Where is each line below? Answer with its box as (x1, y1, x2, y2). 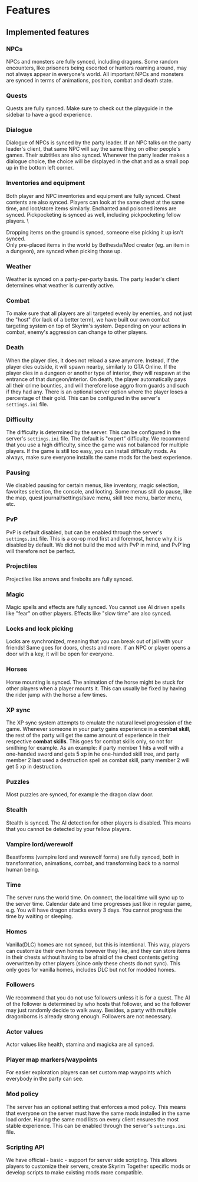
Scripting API (6, 1143, 45, 1151)
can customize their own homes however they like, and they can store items (6, 947, 190, 954)
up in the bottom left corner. (6, 164, 74, 171)
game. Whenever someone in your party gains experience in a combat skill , (6, 726, 190, 733)
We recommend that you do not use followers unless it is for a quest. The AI (6, 994, 190, 1001)
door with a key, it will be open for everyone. (6, 650, 114, 657)
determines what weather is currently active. (6, 282, 115, 289)
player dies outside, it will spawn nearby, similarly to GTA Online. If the (6, 363, 177, 370)
